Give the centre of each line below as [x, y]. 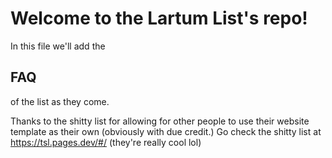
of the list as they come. [60, 101]
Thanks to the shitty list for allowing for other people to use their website [160, 121]
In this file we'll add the [58, 46]
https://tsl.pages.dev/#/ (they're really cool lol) [106, 142]
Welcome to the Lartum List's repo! [159, 18]
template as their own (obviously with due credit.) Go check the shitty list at [166, 131]
